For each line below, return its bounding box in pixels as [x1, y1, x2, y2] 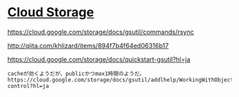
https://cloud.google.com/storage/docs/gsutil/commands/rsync [7, 28, 194, 36]
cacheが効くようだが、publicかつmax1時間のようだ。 [7, 70, 145, 77]
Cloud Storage [7, 4, 95, 21]
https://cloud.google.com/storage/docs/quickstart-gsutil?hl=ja [7, 55, 191, 64]
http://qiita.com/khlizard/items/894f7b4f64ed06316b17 [7, 41, 169, 50]
